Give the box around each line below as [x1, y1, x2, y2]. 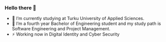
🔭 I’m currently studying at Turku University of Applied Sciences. [11, 16, 145, 21]
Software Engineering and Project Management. [11, 26, 110, 32]
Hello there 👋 [4, 4, 37, 11]
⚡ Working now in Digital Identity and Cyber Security [11, 31, 120, 37]
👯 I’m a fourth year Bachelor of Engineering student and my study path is [11, 21, 161, 26]
